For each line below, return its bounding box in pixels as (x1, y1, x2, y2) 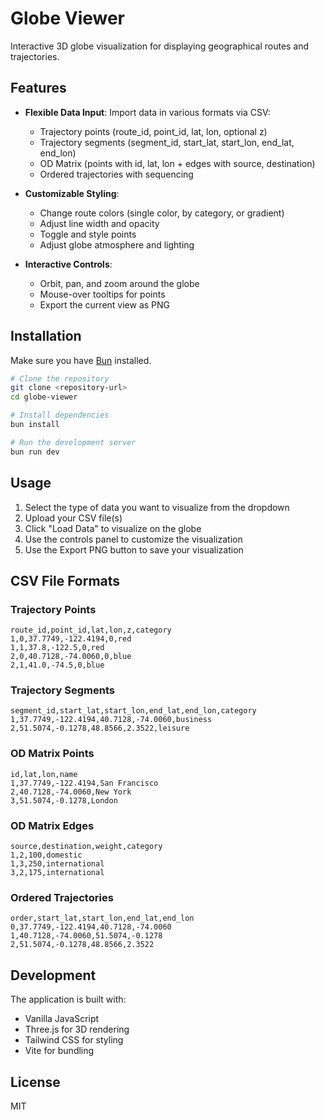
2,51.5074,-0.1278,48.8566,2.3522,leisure (10, 723, 190, 734)
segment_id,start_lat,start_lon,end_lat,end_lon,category (10, 706, 257, 716)
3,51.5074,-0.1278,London (10, 795, 118, 806)
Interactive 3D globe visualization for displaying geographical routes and (10, 40, 310, 52)
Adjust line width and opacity (39, 217, 160, 229)
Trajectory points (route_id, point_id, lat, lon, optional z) (39, 125, 268, 137)
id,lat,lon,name (10, 769, 78, 779)
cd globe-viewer (10, 392, 78, 402)
